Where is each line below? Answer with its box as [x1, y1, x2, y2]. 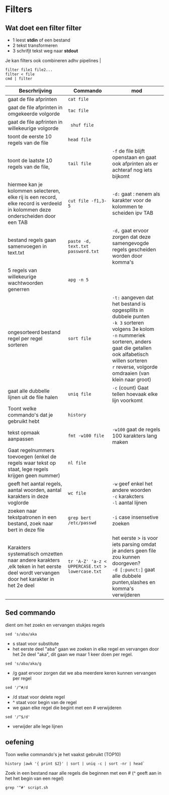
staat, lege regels [8, 466, 49, 473]
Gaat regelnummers [8, 447, 55, 454]
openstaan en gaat [112, 154, 157, 161]
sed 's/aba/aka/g [5, 661, 42, 666]
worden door [112, 253, 143, 259]
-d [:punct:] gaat [112, 566, 155, 573]
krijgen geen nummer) [8, 472, 60, 479]
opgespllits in [112, 307, 144, 314]
